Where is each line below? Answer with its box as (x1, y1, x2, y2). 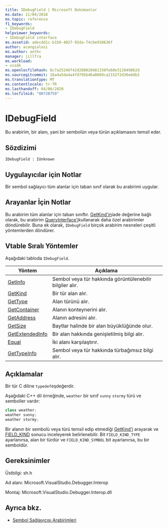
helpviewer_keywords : (5, 30, 50, 35)
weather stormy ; (5, 417, 39, 422)
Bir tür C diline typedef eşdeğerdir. (5, 383, 75, 389)
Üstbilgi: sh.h (5, 469, 32, 475)
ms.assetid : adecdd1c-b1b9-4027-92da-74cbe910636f (5, 40, 113, 45)
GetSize (7, 322, 26, 329)
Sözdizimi (5, 143, 36, 152)
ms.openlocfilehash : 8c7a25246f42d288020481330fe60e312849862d (5, 68, 140, 73)
